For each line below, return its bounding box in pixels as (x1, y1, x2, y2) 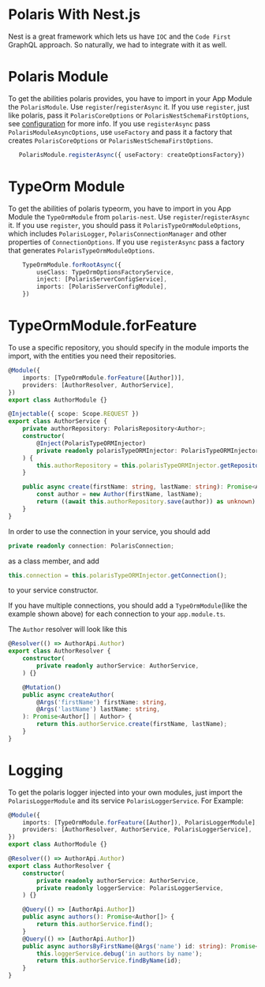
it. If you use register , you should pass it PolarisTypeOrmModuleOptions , (8, 220, 241, 230)
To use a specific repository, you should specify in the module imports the (8, 343, 249, 352)
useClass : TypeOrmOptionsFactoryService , (36, 268, 175, 276)
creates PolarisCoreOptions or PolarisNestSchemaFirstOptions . (8, 136, 214, 145)
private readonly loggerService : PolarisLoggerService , (36, 884, 224, 892)
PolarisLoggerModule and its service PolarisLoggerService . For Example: (8, 795, 244, 806)
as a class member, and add (8, 556, 100, 566)
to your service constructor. (8, 585, 99, 595)
